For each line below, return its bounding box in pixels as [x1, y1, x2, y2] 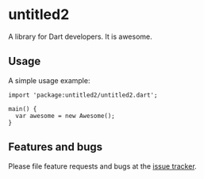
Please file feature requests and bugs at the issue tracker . [8, 161, 197, 171]
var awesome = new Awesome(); [15, 112, 115, 120]
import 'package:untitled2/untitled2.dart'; [8, 91, 158, 99]
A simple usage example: [8, 75, 90, 85]
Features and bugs [8, 140, 103, 154]
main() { [8, 105, 37, 112]
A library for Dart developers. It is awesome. [8, 32, 152, 41]
